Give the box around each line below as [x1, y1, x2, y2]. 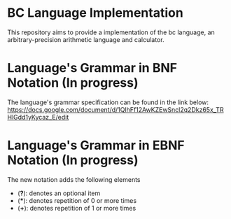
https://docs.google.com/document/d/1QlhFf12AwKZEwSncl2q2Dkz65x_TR [7, 105, 224, 113]
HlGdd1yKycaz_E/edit [7, 113, 69, 121]
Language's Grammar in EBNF [7, 138, 185, 153]
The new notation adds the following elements [7, 175, 141, 183]
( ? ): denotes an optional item [17, 189, 101, 197]
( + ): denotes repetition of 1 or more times [17, 204, 136, 212]
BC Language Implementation [7, 5, 183, 21]
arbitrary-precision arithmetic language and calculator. [7, 35, 164, 43]
